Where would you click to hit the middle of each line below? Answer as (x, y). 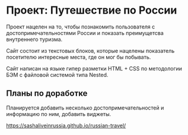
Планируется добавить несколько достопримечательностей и (85, 108)
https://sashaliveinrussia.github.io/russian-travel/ (66, 126)
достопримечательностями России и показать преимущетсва (85, 33)
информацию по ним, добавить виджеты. (59, 114)
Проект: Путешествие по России (92, 10)
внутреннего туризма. (34, 39)
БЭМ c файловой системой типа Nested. (57, 75)
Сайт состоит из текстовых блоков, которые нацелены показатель (90, 50)
